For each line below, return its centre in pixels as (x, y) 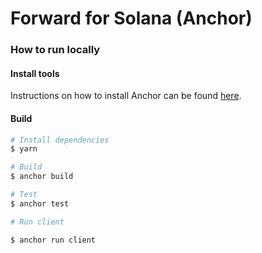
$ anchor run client (53, 240)
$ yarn (24, 149)
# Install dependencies (60, 140)
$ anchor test (40, 203)
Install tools (35, 73)
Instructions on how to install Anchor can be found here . (126, 96)
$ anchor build (42, 177)
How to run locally (55, 50)
